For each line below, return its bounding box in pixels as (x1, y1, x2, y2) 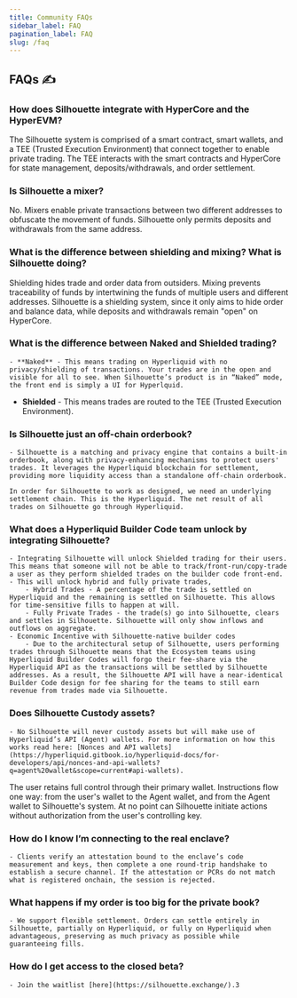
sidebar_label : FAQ (9, 21, 82, 30)
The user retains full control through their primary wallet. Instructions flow (9, 781, 279, 792)
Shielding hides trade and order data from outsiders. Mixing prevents (9, 277, 262, 288)
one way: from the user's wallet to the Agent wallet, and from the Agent (9, 791, 270, 802)
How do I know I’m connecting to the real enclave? (9, 832, 231, 844)
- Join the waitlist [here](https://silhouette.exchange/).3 (9, 980, 240, 989)
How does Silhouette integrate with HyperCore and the (9, 103, 250, 116)
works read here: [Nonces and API (9, 743, 137, 752)
